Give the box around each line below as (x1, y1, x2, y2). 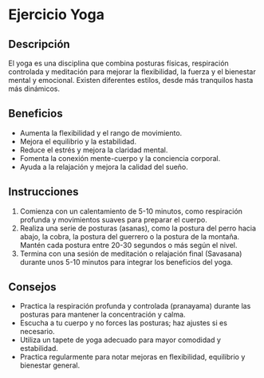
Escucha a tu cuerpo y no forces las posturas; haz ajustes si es (19, 318, 227, 328)
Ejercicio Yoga (8, 6, 105, 24)
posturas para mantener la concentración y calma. (19, 309, 186, 320)
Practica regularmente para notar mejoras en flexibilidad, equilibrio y (19, 352, 246, 362)
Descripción (8, 37, 70, 51)
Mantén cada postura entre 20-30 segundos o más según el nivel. (19, 240, 238, 250)
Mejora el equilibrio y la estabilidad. (19, 136, 137, 146)
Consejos (8, 281, 57, 294)
